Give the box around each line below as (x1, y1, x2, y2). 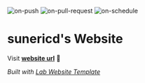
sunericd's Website (7, 31, 123, 47)
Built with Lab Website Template (7, 67, 100, 76)
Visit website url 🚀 (7, 54, 61, 62)
